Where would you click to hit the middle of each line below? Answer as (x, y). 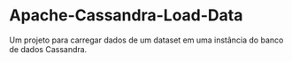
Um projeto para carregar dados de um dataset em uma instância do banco (146, 40)
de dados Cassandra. (48, 49)
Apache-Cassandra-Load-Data (126, 15)
